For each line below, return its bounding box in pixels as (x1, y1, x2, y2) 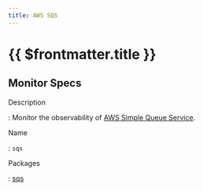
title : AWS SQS (8, 11, 58, 20)
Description (8, 97, 46, 107)
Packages (8, 158, 41, 167)
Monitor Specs (8, 76, 82, 90)
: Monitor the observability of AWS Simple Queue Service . (8, 112, 196, 122)
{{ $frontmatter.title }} (8, 45, 157, 63)
